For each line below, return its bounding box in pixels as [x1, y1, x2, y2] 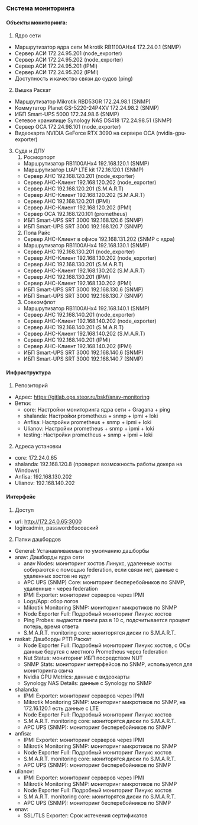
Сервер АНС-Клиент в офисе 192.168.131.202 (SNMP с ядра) [23, 235, 176, 243]
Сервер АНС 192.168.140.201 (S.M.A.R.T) [23, 324, 124, 331]
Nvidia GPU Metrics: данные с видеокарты [23, 673, 130, 680]
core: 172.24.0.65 [14, 454, 57, 461]
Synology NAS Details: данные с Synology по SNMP [23, 679, 152, 686]
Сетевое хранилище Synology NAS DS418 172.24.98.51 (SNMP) [14, 117, 172, 124]
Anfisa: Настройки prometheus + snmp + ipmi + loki [23, 419, 152, 426]
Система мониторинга [6, 4, 75, 12]
